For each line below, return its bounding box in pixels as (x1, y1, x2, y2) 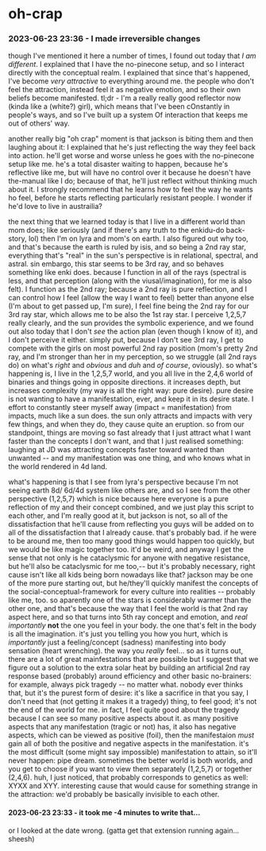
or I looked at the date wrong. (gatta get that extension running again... (8, 826, 240, 835)
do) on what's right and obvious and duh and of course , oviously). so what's (8, 361, 258, 370)
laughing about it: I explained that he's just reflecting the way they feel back (8, 142, 256, 152)
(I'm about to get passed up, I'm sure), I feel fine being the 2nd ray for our (8, 301, 250, 311)
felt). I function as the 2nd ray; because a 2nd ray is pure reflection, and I (8, 284, 248, 294)
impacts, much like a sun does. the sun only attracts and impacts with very (8, 411, 253, 421)
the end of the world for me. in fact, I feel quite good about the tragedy (8, 705, 240, 715)
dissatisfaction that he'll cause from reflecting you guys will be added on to (8, 520, 254, 529)
